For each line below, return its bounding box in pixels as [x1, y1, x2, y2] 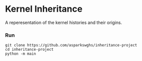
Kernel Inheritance [5, 3, 83, 15]
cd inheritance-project [5, 47, 54, 52]
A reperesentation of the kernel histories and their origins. [5, 20, 122, 25]
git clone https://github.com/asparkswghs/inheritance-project [5, 43, 138, 48]
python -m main [5, 51, 36, 57]
